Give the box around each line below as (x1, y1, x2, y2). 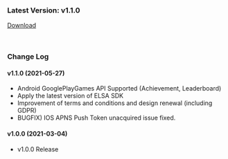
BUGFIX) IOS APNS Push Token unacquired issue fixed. (17, 113, 176, 122)
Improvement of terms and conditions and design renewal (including (17, 99, 213, 107)
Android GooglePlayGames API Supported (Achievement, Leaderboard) (17, 84, 222, 93)
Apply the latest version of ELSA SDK (17, 92, 123, 100)
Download (7, 21, 37, 30)
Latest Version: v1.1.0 (7, 6, 81, 15)
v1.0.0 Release (17, 144, 59, 153)
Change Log (7, 52, 49, 62)
